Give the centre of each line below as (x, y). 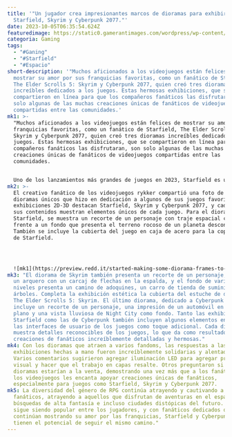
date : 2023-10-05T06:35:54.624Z (54, 26)
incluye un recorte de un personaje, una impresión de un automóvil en (119, 307)
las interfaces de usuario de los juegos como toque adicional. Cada (115, 326)
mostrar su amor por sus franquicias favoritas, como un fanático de (115, 78)
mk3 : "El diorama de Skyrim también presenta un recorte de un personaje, (117, 275)
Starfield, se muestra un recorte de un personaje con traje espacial (117, 218)
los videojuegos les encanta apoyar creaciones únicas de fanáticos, (115, 378)
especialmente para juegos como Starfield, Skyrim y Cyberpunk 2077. (115, 384)
